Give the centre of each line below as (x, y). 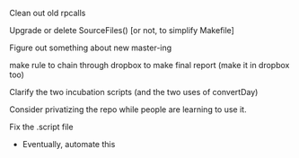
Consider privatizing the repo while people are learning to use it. (128, 110)
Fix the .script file (41, 127)
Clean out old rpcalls (48, 13)
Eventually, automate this (69, 144)
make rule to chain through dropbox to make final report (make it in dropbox (149, 65)
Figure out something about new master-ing (91, 48)
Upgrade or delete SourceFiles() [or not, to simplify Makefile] (122, 30)
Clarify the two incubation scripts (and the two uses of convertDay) (134, 92)
